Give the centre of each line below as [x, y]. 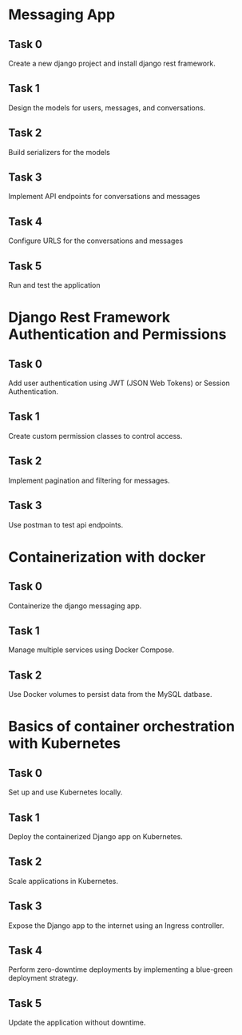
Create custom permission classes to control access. [95, 436]
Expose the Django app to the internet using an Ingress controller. [116, 926]
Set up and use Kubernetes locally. [65, 792]
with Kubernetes [65, 744]
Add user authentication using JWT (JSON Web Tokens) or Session [119, 383]
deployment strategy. [43, 978]
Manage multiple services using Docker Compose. [91, 650]
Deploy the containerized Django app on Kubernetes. [96, 836]
